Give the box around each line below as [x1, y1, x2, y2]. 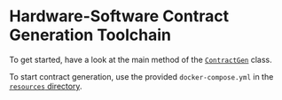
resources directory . [9, 81, 82, 91]
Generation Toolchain [9, 25, 171, 45]
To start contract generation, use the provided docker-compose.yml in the [9, 71, 274, 81]
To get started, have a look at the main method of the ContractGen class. [9, 54, 272, 65]
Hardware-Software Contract [9, 6, 229, 27]
